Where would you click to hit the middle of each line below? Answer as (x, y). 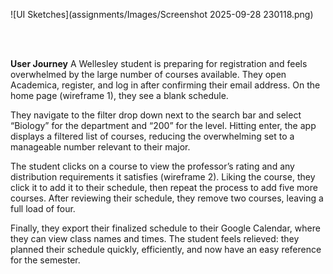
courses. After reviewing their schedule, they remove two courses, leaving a (167, 198)
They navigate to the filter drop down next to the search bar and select (156, 115)
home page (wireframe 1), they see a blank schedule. (119, 95)
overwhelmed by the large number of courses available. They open (148, 74)
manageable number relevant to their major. (100, 147)
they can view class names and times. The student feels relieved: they (155, 238)
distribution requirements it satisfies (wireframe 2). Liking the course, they (163, 177)
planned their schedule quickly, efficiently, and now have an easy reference (166, 249)
